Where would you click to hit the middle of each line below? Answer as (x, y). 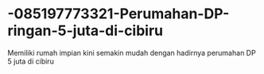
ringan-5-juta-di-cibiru (85, 31)
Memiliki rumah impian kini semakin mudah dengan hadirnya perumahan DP (132, 53)
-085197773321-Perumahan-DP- (118, 14)
